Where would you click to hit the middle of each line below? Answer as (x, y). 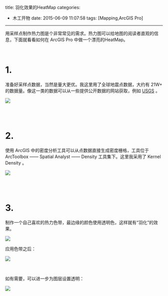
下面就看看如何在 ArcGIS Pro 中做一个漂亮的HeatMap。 (71, 40)
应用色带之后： (20, 249)
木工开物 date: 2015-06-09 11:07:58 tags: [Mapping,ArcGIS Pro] (78, 18)
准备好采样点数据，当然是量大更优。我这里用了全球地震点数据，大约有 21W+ (84, 84)
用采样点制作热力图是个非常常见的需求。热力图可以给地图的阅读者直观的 (79, 33)
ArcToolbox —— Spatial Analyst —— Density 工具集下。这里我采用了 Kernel (83, 157)
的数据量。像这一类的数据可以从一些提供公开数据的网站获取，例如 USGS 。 (82, 91)
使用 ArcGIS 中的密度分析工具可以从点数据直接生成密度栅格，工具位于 (77, 150)
